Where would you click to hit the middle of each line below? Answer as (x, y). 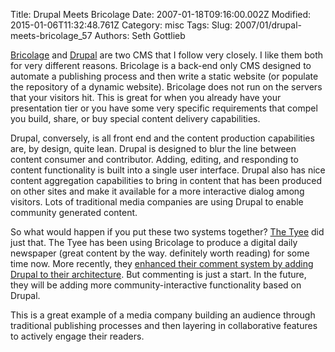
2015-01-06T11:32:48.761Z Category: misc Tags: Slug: (121, 25)
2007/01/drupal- (268, 25)
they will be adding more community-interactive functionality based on (156, 285)
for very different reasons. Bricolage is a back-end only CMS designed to (161, 65)
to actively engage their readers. (77, 336)
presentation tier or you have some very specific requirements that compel (164, 108)
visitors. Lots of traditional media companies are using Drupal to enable (157, 202)
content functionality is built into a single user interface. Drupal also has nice (168, 170)
